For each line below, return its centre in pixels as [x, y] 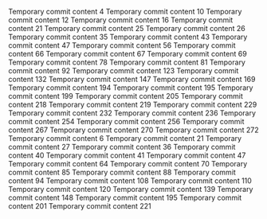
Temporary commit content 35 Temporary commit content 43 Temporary [128, 37]
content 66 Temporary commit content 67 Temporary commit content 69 [128, 54]
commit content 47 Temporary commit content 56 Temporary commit [122, 45]
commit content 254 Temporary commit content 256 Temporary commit [126, 121]
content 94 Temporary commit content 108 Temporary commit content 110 [130, 181]
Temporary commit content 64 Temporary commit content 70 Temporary [128, 164]
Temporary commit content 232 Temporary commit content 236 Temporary [132, 113]
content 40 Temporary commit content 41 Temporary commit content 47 [127, 155]
